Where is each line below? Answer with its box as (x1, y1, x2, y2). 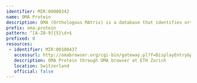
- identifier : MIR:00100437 (8, 47, 77, 53)
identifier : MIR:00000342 (6, 8, 69, 15)
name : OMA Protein (6, 14, 51, 20)
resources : (6, 41, 33, 47)
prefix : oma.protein (6, 25, 57, 31)
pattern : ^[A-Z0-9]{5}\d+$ (6, 30, 72, 36)
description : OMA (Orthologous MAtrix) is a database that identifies (6, 19, 182, 25)
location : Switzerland (13, 63, 69, 69)
